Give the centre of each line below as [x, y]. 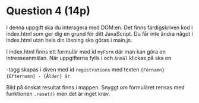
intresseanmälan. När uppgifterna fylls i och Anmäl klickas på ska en [89, 58]
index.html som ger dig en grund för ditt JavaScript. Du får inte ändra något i [99, 33]
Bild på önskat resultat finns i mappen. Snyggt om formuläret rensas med [96, 87]
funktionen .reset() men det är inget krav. [58, 93]
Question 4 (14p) [48, 11]
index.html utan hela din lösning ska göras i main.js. [69, 40]
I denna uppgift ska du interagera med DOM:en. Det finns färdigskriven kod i [99, 27]
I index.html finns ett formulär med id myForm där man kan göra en [86, 51]
